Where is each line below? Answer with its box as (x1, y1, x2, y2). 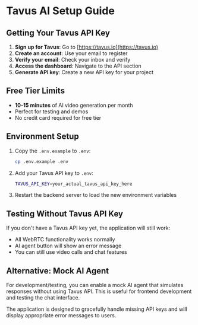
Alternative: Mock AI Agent (6, 266, 109, 276)
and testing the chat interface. (6, 294, 80, 301)
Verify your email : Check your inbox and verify (14, 56, 131, 63)
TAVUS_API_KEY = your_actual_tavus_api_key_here (14, 181, 133, 187)
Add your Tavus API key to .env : (14, 169, 93, 176)
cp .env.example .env (14, 158, 68, 164)
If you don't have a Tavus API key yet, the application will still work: (6, 224, 171, 232)
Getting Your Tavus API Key (6, 28, 110, 38)
